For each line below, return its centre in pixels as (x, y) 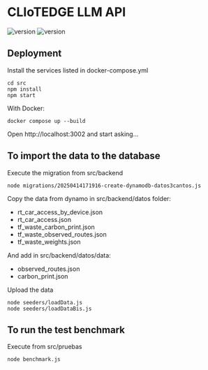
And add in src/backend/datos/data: (59, 255)
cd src (17, 83)
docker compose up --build (46, 121)
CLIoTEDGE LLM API (67, 12)
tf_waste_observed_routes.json (62, 234)
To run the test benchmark (66, 330)
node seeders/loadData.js (45, 302)
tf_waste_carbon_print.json (56, 227)
